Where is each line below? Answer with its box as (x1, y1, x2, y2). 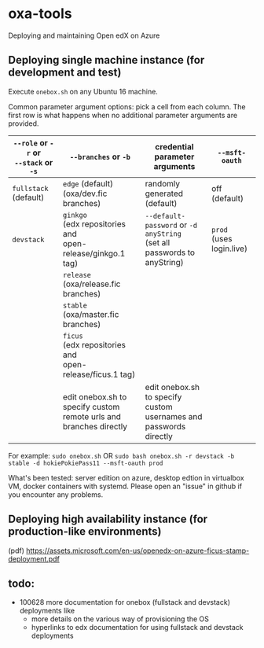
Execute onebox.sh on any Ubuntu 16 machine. (8, 87, 159, 96)
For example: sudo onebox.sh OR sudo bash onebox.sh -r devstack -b (8, 451, 235, 460)
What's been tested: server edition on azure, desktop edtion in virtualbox (8, 473, 245, 482)
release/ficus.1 (62, 369, 119, 380)
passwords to (145, 247, 195, 258)
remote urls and (62, 411, 122, 422)
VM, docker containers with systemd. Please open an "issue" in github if (8, 481, 242, 491)
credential (155, 141, 194, 152)
